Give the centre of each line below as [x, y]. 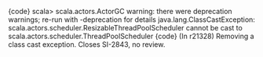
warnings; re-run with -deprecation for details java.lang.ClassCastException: [131, 20]
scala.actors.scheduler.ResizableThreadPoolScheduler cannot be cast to [126, 28]
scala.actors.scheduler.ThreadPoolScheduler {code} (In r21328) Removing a [131, 36]
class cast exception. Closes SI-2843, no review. [87, 45]
